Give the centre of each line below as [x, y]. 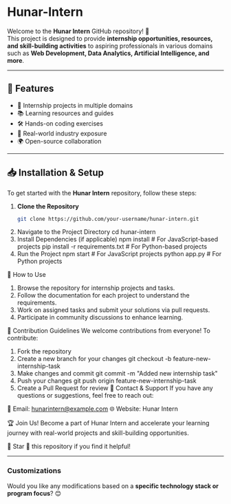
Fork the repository [44, 351]
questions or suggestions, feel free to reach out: [85, 396]
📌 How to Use [26, 275]
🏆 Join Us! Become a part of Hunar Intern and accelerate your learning [108, 423]
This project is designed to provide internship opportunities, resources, [110, 38]
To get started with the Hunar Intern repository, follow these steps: [102, 193]
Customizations [34, 471]
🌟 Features [31, 89]
